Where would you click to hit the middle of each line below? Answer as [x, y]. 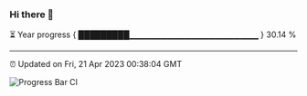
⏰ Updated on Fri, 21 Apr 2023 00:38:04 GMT [96, 64]
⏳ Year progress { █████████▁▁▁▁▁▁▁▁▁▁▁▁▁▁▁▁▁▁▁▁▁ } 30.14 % [153, 34]
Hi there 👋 [32, 14]
